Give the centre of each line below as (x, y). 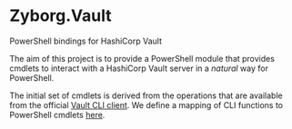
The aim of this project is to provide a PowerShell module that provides (142, 58)
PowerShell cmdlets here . (57, 114)
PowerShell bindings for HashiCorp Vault (86, 41)
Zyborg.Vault (60, 16)
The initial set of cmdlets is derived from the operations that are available (146, 95)
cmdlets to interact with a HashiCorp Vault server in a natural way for (139, 68)
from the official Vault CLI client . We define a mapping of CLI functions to (146, 104)
